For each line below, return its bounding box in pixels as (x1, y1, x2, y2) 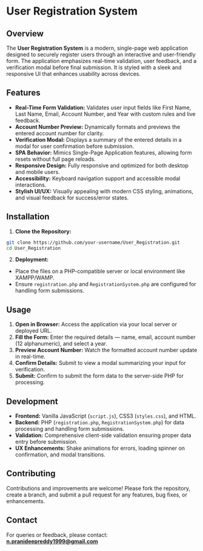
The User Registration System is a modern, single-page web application (6, 44, 188, 52)
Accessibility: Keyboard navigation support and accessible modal (15, 175, 181, 182)
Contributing (6, 469, 56, 479)
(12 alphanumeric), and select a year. (15, 340, 107, 347)
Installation (6, 212, 50, 222)
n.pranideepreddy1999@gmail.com (6, 538, 98, 545)
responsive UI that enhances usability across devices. (6, 70, 141, 77)
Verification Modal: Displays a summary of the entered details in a (15, 136, 182, 143)
